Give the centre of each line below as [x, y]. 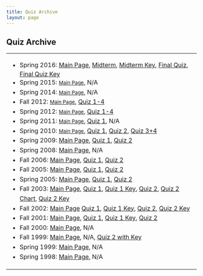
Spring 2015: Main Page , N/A [59, 82]
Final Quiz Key [40, 74]
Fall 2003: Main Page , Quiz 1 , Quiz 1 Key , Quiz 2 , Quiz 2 [99, 189]
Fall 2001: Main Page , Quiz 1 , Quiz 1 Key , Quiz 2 [89, 218]
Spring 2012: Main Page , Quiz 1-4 [66, 111]
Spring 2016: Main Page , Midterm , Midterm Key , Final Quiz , [104, 65]
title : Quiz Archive [32, 12]
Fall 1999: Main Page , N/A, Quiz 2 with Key [81, 237]
